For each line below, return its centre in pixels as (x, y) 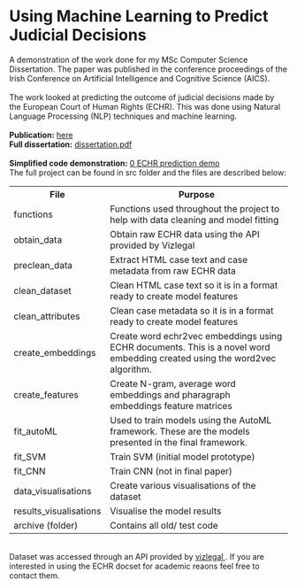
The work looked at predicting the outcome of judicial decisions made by (142, 97)
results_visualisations (57, 511)
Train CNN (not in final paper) (171, 471)
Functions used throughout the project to (195, 208)
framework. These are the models (180, 431)
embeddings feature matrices (171, 406)
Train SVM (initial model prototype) (183, 456)
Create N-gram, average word (173, 383)
